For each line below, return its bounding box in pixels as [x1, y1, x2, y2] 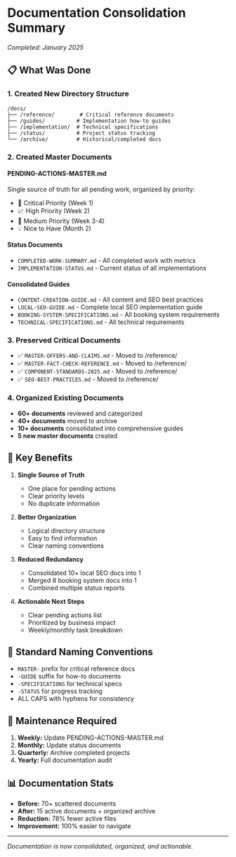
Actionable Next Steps [17, 597, 85, 605]
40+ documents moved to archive [17, 416, 118, 425]
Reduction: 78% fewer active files [17, 814, 117, 823]
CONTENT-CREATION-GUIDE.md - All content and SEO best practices [17, 295, 204, 304]
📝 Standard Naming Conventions [7, 645, 153, 658]
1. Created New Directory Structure [7, 89, 129, 99]
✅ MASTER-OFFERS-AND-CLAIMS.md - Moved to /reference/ [17, 352, 178, 360]
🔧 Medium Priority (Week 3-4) [17, 217, 105, 225]
